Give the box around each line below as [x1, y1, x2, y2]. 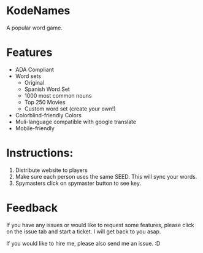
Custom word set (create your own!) [24, 105, 116, 112]
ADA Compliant [15, 66, 54, 73]
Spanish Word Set [24, 85, 71, 93]
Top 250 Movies [24, 98, 66, 106]
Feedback [6, 201, 58, 215]
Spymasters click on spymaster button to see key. [15, 179, 141, 187]
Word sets [15, 72, 42, 80]
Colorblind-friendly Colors [15, 111, 82, 119]
